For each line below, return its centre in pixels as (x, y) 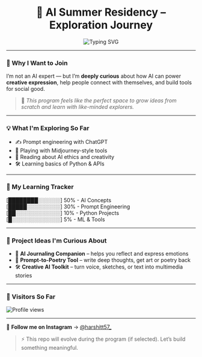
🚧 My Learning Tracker (40, 187)
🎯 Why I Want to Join (37, 63)
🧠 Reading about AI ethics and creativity (65, 157)
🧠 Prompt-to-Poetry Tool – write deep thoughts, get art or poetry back (103, 260)
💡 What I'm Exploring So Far (48, 128)
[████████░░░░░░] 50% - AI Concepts (59, 200)
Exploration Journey (101, 25)
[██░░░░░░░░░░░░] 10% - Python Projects (63, 213)
